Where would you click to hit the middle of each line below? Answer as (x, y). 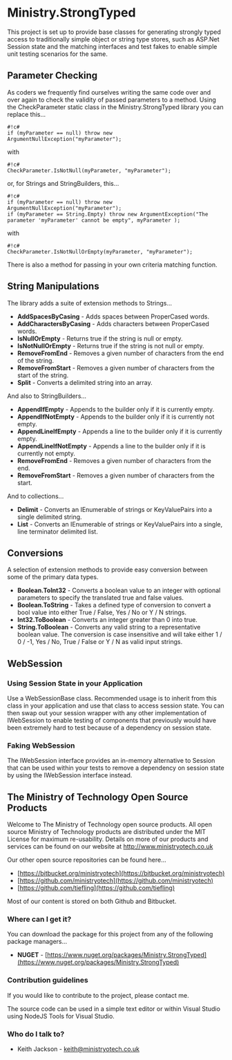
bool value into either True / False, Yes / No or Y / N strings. (102, 612)
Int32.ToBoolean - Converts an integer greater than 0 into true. (107, 620)
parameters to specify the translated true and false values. (100, 598)
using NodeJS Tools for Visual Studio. (61, 1016)
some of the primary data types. (53, 577)
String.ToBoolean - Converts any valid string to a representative (109, 627)
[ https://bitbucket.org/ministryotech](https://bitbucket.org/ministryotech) (121, 873)
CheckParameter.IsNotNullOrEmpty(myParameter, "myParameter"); (100, 252)
